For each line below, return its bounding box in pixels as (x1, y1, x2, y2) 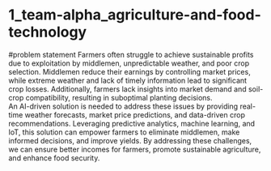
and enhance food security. (8, 152, 100, 163)
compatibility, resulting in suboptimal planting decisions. (25, 92, 213, 102)
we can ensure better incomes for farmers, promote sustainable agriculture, (8, 144, 261, 154)
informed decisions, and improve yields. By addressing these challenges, (8, 135, 252, 145)
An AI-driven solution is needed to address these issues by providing (8, 101, 239, 111)
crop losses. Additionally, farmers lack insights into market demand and (8, 83, 247, 94)
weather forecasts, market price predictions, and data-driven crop (24, 109, 245, 119)
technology (8, 23, 87, 41)
